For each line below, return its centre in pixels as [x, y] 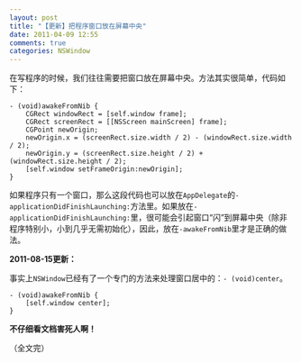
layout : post [34, 18]
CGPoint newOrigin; [62, 130]
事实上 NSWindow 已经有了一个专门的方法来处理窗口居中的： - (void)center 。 [149, 278]
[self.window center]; [68, 303]
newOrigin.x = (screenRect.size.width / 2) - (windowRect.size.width [159, 138]
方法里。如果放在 [162, 206]
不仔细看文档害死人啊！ [53, 329]
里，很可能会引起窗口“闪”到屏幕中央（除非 [209, 218]
